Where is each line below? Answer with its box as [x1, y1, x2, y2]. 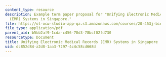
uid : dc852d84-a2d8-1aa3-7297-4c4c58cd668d [5, 44, 96, 49]
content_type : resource [5, 7, 54, 12]
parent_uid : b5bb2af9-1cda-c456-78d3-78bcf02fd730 [5, 30, 112, 35]
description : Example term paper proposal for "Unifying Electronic [5, 12, 149, 17]
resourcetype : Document [5, 35, 54, 40]
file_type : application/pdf [5, 26, 63, 31]
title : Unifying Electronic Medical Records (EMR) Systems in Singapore [5, 40, 158, 45]
